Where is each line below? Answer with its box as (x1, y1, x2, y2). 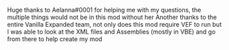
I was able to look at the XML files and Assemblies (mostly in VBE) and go (7, 27, 216, 36)
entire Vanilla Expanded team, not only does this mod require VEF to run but (7, 21, 222, 28)
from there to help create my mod (7, 35, 102, 43)
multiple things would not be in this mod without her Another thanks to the (7, 13, 217, 21)
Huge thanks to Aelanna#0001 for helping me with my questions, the (7, 6, 201, 14)
